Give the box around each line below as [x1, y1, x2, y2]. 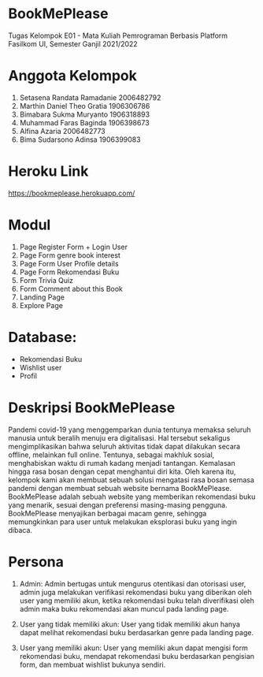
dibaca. [8, 525, 33, 534]
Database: [8, 328, 77, 346]
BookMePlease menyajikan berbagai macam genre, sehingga [8, 508, 207, 518]
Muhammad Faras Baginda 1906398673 [19, 117, 150, 127]
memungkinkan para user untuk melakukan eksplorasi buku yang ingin [8, 517, 238, 526]
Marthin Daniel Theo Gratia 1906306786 [19, 101, 150, 110]
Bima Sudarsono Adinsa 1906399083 [19, 135, 141, 144]
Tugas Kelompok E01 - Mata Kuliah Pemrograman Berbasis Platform [8, 31, 228, 40]
